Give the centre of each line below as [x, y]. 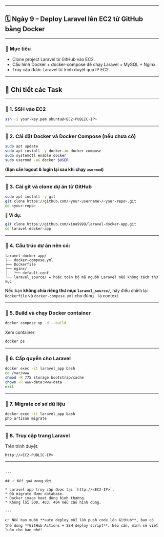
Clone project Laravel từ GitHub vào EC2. [53, 60]
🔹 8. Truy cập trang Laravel [38, 435]
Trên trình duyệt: [22, 446]
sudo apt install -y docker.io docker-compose [53, 151]
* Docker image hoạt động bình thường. [46, 498]
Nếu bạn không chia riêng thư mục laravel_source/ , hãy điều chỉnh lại [76, 290]
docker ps [15, 341]
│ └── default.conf [27, 273]
